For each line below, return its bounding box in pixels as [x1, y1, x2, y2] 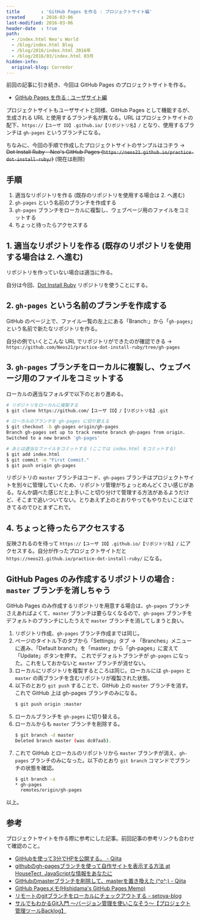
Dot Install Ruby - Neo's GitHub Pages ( [6, 149, 103, 156]
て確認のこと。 [6, 842, 43, 850]
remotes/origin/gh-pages [20, 787, 82, 794]
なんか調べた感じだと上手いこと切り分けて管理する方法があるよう [16, 489, 179, 496]
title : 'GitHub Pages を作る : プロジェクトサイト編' [6, 8, 152, 15]
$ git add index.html [6, 451, 60, 457]
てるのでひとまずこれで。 [11, 504, 74, 511]
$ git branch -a [14, 776, 56, 782]
